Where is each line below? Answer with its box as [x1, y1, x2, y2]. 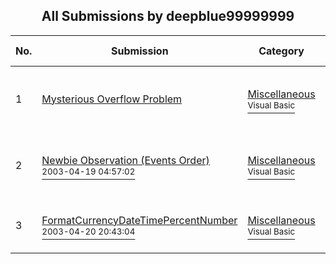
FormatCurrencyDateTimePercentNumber [41, 213, 238, 227]
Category [258, 44, 305, 58]
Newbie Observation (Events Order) [41, 153, 210, 167]
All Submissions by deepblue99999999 [41, 8, 295, 25]
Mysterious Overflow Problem [41, 92, 183, 106]
